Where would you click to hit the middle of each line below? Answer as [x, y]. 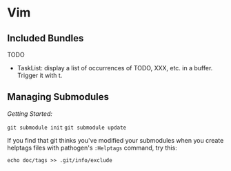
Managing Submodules [58, 97]
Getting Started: [30, 113]
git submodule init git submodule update [67, 128]
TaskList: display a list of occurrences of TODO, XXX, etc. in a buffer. [115, 68]
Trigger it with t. [40, 75]
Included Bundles [46, 38]
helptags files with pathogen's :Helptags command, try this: [92, 148]
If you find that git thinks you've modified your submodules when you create [115, 140]
